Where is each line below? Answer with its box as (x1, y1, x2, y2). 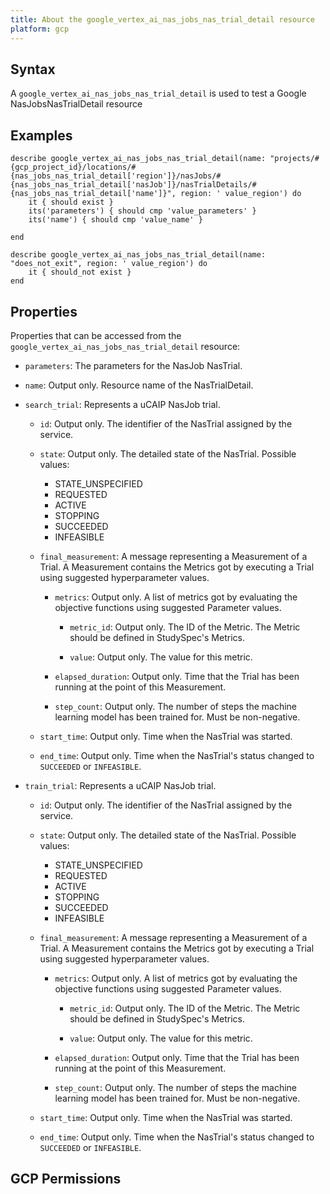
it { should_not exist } (28, 267, 132, 278)
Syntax (10, 61, 56, 78)
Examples (10, 127, 73, 144)
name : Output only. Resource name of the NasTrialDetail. (24, 379, 254, 391)
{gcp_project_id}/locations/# (10, 162, 137, 173)
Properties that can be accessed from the (10, 329, 182, 341)
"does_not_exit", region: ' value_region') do (10, 259, 208, 269)
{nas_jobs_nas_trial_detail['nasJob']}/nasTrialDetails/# (10, 180, 257, 190)
